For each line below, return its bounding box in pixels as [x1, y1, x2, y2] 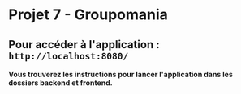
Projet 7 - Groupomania [8, 6, 169, 24]
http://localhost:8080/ [8, 50, 129, 62]
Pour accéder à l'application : [8, 38, 160, 51]
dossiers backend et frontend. [8, 78, 113, 88]
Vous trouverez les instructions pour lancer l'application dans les [8, 70, 233, 79]
